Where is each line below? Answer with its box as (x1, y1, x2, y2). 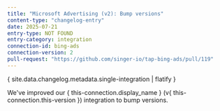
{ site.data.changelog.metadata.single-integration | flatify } (7, 75, 176, 83)
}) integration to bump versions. (77, 96, 169, 104)
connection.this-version (7, 96, 76, 104)
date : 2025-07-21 (7, 23, 58, 30)
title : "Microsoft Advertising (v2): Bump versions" (7, 10, 164, 17)
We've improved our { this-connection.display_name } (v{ (7, 88, 173, 96)
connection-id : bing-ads (7, 43, 80, 50)
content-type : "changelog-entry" (7, 17, 105, 24)
